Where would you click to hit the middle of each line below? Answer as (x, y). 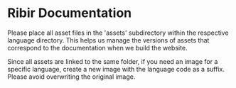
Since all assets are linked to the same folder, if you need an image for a (113, 61)
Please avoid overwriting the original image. (71, 77)
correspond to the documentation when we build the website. (97, 48)
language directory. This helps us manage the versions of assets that (108, 40)
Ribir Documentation (70, 13)
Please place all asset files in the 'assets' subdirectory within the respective (118, 33)
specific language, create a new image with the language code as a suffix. (116, 69)
